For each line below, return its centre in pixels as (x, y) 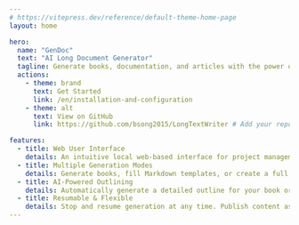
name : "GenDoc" (45, 50)
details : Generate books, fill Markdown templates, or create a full (157, 173)
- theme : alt (49, 108)
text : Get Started (67, 91)
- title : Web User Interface (71, 149)
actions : (33, 75)
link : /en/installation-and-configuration (113, 100)
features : (28, 141)
